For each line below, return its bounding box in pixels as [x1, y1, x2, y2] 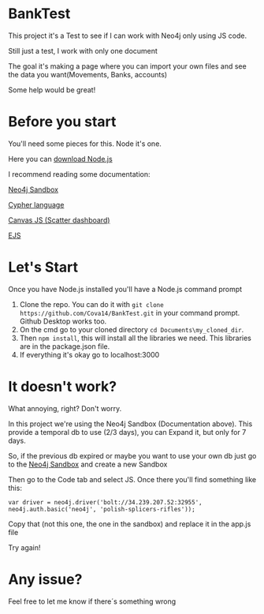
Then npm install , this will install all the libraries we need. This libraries [19, 333, 252, 343]
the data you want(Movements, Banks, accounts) [8, 69, 168, 79]
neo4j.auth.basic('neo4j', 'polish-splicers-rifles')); [8, 505, 195, 513]
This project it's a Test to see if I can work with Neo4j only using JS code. [8, 31, 247, 40]
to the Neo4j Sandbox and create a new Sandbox [8, 459, 168, 469]
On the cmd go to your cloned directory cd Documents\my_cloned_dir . [19, 324, 244, 334]
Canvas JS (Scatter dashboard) [8, 215, 110, 225]
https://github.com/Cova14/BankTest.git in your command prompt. [19, 308, 240, 317]
